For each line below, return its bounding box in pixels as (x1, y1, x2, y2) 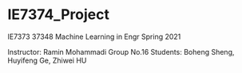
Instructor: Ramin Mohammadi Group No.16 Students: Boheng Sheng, (7, 47, 235, 56)
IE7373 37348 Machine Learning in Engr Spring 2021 (7, 32, 181, 41)
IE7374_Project (7, 6, 109, 24)
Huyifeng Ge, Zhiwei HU (7, 56, 87, 65)
